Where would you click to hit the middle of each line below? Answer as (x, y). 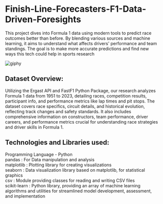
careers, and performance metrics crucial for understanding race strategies (81, 122)
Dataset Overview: (34, 79)
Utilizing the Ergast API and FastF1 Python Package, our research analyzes (81, 90)
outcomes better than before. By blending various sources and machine (78, 38)
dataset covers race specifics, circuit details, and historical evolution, (75, 106)
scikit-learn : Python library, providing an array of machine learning (73, 185)
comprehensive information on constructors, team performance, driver (77, 117)
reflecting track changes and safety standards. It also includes (68, 111)
